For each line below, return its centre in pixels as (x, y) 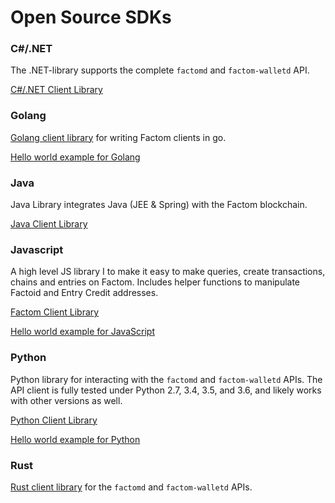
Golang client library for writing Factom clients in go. (118, 137)
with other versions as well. (66, 400)
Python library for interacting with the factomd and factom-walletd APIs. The (166, 379)
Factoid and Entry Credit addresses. (84, 293)
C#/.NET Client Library (56, 90)
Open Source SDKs (91, 17)
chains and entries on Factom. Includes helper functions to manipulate (155, 282)
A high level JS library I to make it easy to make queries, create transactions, (168, 272)
